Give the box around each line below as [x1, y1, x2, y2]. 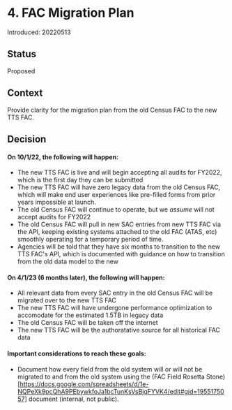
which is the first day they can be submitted [17, 176, 144, 184]
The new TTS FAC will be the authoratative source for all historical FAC [17, 326, 221, 335]
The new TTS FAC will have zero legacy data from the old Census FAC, [17, 183, 221, 191]
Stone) [206, 372, 226, 381]
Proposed [7, 66, 36, 75]
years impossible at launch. [17, 198, 96, 207]
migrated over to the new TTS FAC [17, 296, 117, 305]
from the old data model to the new [17, 257, 118, 266]
